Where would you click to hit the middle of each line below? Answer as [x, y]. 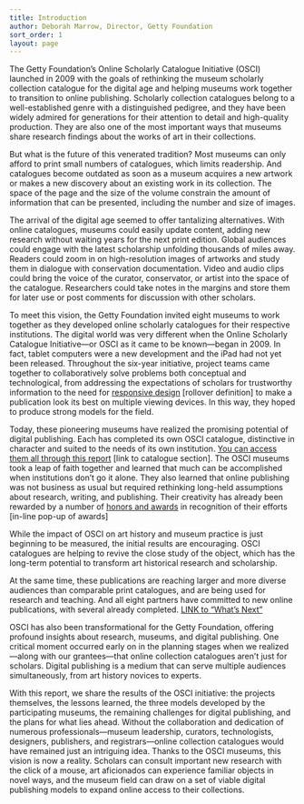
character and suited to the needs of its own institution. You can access [143, 449]
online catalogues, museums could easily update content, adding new [140, 230]
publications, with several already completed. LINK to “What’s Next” [136, 609]
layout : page [34, 43]
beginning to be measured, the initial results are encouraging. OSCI [135, 544]
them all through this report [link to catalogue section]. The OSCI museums [150, 458]
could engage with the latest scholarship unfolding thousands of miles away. [152, 249]
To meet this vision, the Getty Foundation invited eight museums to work [145, 316]
